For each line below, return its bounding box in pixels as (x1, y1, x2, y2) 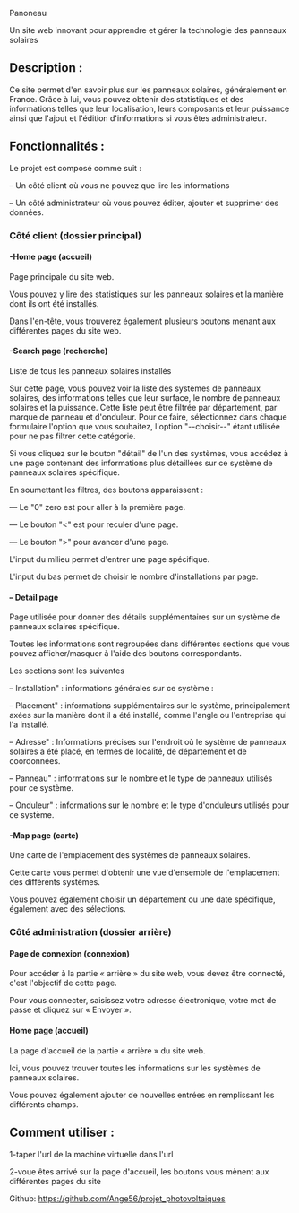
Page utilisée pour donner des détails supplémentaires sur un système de (9, 611, 281, 622)
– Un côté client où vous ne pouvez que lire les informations (9, 179, 230, 191)
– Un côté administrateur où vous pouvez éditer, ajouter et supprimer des (9, 197, 279, 208)
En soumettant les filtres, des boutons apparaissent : (9, 484, 204, 495)
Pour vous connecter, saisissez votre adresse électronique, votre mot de (9, 995, 277, 1006)
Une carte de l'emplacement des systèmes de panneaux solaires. (9, 850, 251, 861)
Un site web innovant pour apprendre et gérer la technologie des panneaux (9, 25, 286, 35)
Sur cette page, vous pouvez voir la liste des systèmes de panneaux (9, 383, 261, 394)
